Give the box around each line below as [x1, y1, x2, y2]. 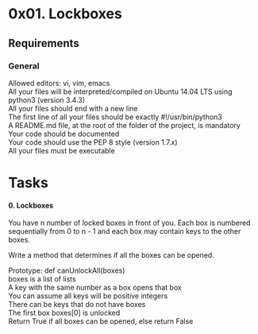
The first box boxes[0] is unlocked [8, 308, 121, 318]
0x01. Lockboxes [8, 5, 123, 23]
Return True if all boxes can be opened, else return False [8, 317, 194, 326]
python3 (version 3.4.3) [8, 95, 86, 104]
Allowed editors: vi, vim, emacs [8, 78, 110, 87]
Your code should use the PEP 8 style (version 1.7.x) [8, 137, 178, 147]
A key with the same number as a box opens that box [8, 283, 183, 293]
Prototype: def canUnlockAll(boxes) [8, 266, 125, 275]
